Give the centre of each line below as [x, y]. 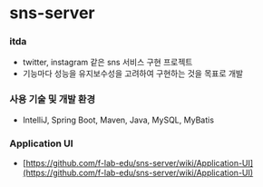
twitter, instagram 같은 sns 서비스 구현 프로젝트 [107, 63]
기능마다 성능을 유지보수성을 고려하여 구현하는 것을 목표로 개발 [132, 74]
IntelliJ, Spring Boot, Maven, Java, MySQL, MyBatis [118, 120]
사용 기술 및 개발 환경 [52, 100]
